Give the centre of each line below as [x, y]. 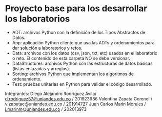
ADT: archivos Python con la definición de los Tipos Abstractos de [79, 32]
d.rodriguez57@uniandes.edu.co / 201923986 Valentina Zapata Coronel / [79, 98]
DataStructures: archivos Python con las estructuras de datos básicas [82, 63]
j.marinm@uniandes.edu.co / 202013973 [46, 109]
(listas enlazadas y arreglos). [41, 68]
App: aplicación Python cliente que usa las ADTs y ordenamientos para [83, 42]
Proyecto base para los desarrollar [76, 9]
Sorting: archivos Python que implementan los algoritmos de [73, 74]
